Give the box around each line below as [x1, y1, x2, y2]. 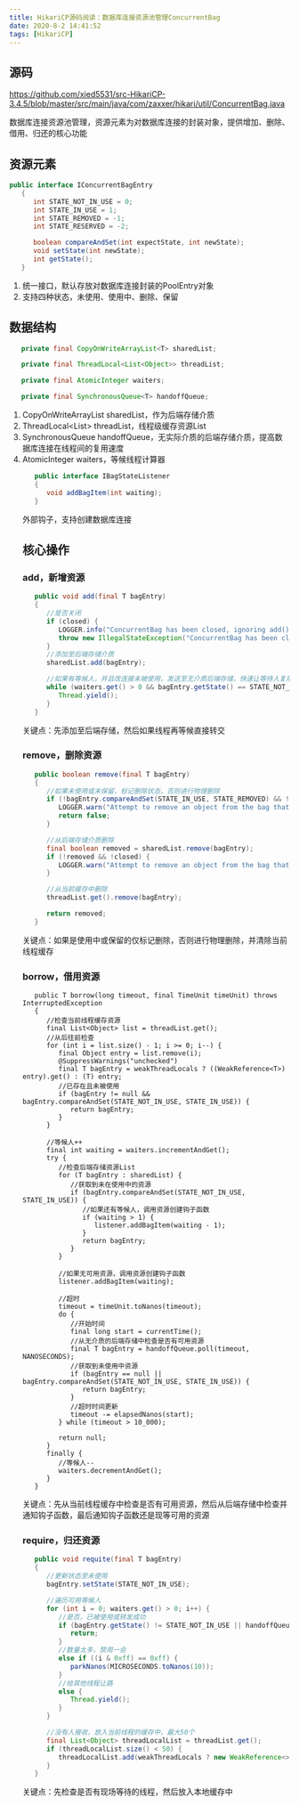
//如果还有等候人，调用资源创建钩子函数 [82, 1206, 210, 1215]
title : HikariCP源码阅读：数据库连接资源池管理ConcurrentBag [9, 12, 221, 22]
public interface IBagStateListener [34, 472, 171, 481]
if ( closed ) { [45, 616, 99, 626]
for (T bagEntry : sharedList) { [58, 1171, 182, 1180]
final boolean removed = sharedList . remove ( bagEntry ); [45, 843, 255, 853]
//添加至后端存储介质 [45, 650, 115, 659]
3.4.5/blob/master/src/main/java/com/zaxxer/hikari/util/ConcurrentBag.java [9, 99, 286, 110]
